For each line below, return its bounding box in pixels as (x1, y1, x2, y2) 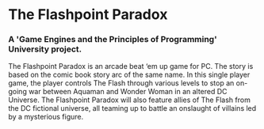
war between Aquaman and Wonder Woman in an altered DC (29, 87, 228, 97)
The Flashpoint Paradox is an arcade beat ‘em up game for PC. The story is (8, 62, 254, 71)
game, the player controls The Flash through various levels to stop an (8, 78, 235, 88)
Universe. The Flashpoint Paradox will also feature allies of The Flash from (8, 95, 251, 104)
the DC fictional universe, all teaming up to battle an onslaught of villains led (8, 104, 257, 113)
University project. (8, 44, 82, 55)
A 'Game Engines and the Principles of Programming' (8, 34, 217, 45)
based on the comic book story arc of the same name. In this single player (8, 70, 251, 80)
